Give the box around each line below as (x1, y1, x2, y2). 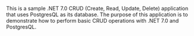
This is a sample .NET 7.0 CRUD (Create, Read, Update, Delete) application (6, 5, 189, 12)
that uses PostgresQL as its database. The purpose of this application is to (6, 11, 188, 18)
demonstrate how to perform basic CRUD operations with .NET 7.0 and (6, 17, 179, 24)
